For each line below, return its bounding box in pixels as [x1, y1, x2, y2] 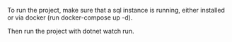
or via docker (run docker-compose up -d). [7, 13, 133, 22]
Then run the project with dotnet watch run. [7, 27, 134, 35]
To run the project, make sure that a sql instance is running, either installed [7, 6, 225, 14]
